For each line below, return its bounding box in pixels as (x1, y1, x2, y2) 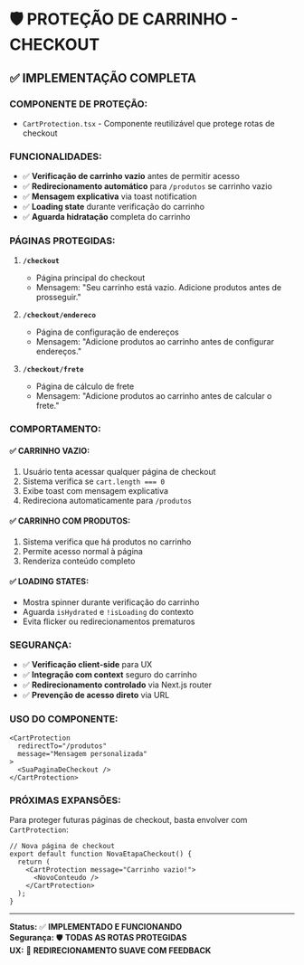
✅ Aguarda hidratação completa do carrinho (22, 212, 191, 222)
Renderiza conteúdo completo (22, 555, 136, 566)
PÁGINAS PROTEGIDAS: (9, 234, 116, 247)
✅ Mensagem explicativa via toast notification (22, 191, 197, 202)
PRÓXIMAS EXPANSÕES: (9, 794, 121, 807)
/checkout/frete (22, 365, 84, 374)
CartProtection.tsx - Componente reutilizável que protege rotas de (22, 118, 276, 128)
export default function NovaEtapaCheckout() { (9, 849, 193, 858)
